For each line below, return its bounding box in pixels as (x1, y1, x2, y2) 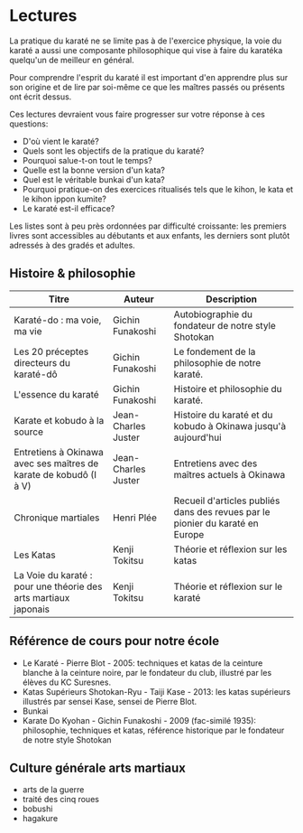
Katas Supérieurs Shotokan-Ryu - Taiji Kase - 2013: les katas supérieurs (22, 686, 291, 697)
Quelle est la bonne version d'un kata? (22, 164, 165, 175)
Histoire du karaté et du (173, 408, 273, 421)
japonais (14, 603, 50, 615)
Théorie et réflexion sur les (173, 543, 288, 556)
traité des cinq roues (22, 794, 99, 805)
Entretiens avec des (173, 457, 258, 470)
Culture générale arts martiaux (9, 760, 187, 775)
